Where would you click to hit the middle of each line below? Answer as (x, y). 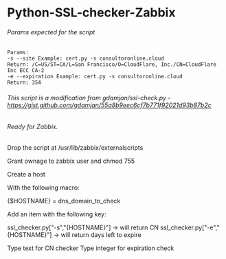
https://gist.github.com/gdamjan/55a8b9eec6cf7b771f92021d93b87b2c (109, 105)
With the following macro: (44, 188)
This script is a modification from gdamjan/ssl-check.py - (89, 98)
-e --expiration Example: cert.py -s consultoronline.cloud (95, 77)
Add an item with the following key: (57, 214)
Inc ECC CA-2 (26, 71)
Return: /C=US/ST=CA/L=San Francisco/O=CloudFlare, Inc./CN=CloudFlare (112, 65)
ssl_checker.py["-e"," (190, 227)
